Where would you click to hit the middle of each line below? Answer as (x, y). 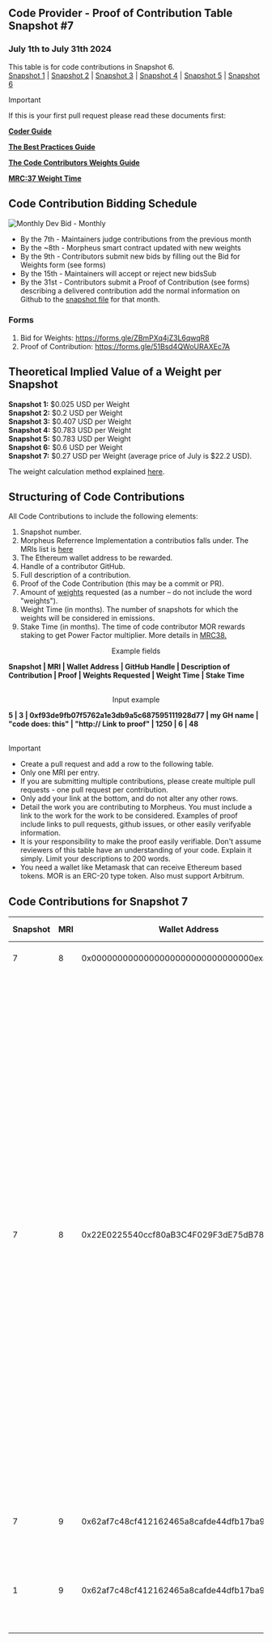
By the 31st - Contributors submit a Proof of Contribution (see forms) (135, 282)
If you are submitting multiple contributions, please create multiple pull (138, 781)
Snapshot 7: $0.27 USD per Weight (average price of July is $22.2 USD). (130, 455)
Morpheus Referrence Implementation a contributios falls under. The (134, 541)
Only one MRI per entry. (59, 772)
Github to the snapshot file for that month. (90, 299)
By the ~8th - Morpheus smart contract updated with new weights (130, 247)
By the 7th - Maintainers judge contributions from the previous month (136, 239)
